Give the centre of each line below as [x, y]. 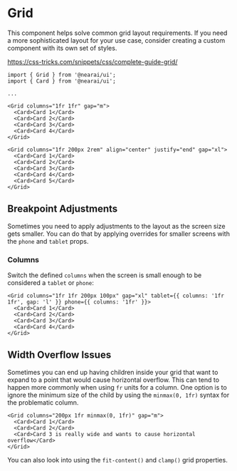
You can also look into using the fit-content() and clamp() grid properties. [117, 460]
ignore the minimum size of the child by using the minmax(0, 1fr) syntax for [118, 395]
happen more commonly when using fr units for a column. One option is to [117, 387]
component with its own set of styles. [62, 48]
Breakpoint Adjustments [63, 209]
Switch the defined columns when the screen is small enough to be [105, 275]
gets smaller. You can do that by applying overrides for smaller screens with [118, 234]
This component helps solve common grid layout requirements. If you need [117, 33]
